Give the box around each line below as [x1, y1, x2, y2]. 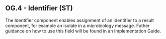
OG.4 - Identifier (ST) [5, 4, 73, 12]
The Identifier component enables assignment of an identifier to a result [5, 17, 154, 23]
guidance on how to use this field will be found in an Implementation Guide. [5, 27, 161, 34]
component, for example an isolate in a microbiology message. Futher [5, 22, 150, 28]
